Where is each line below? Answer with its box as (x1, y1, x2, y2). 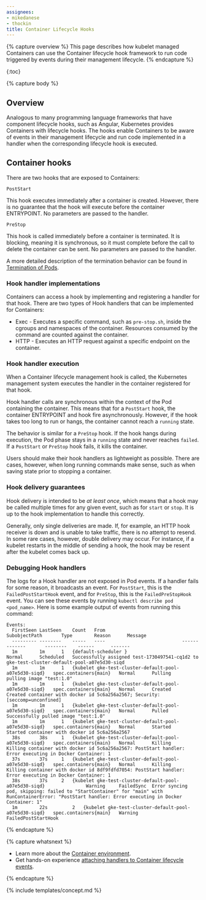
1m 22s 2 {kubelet (12, 805, 105, 811)
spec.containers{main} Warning (53, 810, 139, 817)
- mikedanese (6, 15, 40, 21)
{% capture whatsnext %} (6, 838, 72, 845)
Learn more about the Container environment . (15, 850, 131, 857)
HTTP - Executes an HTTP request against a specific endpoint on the (15, 338, 190, 345)
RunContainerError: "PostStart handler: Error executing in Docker (6, 794, 183, 800)
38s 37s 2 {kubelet (12, 778, 95, 784)
